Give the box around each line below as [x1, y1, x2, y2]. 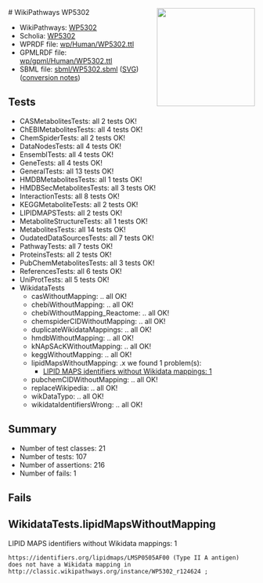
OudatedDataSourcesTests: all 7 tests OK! [19, 233, 154, 242]
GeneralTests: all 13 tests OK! [19, 166, 114, 176]
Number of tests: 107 [19, 451, 88, 461]
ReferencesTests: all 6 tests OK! [19, 266, 123, 275]
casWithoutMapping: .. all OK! [31, 291, 128, 301]
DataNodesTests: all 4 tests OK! [19, 141, 122, 151]
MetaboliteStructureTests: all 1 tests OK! [19, 216, 148, 226]
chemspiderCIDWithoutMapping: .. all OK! [31, 316, 166, 326]
